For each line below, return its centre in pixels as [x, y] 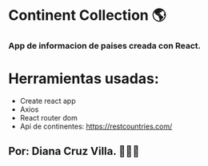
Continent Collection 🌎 [87, 16]
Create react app [48, 101]
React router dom [49, 118]
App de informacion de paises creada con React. [105, 46]
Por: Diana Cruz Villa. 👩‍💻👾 [74, 151]
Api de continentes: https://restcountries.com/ [96, 126]
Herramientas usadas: [84, 79]
